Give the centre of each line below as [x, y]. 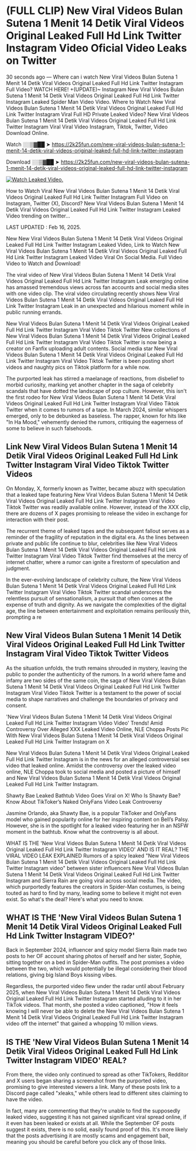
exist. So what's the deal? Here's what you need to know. [75, 899]
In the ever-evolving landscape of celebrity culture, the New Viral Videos [94, 579]
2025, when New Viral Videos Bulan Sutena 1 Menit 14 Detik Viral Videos [93, 993]
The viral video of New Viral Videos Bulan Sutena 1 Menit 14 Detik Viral [91, 274]
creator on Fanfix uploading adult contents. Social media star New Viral [92, 348]
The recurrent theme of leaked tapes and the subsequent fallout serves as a [98, 531]
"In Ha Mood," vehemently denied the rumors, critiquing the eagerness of [94, 422]
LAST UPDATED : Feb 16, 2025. [44, 227]
